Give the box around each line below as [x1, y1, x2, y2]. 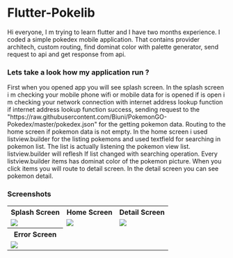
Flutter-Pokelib [7, 5, 95, 21]
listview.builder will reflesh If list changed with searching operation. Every [7, 150, 218, 158]
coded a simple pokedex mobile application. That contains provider [7, 35, 200, 43]
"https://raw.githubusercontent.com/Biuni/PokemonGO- [7, 113, 167, 121]
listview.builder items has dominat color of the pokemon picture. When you [7, 157, 222, 166]
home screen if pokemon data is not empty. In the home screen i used [7, 127, 208, 136]
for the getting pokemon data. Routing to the [98, 120, 226, 129]
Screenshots [7, 189, 51, 199]
